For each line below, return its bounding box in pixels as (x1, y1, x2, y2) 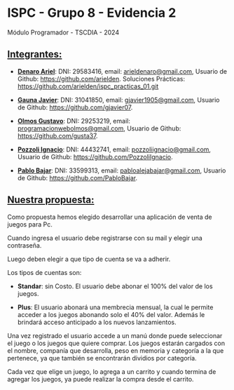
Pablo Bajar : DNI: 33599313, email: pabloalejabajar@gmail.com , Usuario (17, 166, 226, 175)
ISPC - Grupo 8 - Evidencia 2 (7, 5, 177, 21)
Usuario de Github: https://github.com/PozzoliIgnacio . (17, 152, 173, 161)
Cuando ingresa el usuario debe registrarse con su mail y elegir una (7, 234, 203, 242)
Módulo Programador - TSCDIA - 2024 (7, 28, 120, 36)
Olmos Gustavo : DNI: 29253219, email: (17, 116, 131, 125)
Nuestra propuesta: (7, 194, 95, 206)
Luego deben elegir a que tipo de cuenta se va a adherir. (7, 255, 171, 263)
